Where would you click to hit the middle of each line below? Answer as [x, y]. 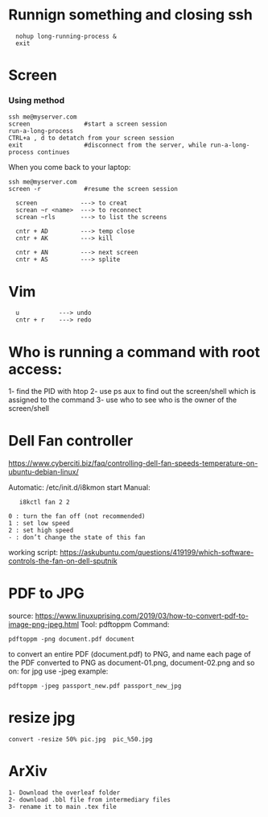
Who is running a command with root [134, 352]
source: [21, 616]
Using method [37, 101]
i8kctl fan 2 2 [44, 502]
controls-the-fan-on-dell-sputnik [63, 561]
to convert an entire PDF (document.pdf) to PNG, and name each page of [130, 654]
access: [35, 369]
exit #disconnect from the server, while [107, 145]
